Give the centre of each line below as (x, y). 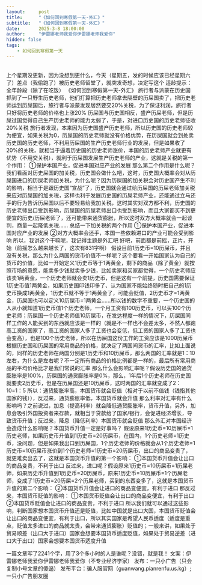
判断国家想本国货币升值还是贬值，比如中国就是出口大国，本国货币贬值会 (106, 511)
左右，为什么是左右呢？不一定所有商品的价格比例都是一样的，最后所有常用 (98, 360)
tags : (13, 46)
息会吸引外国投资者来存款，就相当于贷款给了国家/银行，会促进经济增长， (97, 413)
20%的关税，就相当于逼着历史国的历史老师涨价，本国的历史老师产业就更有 (99, 150)
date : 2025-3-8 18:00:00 (45, 29)
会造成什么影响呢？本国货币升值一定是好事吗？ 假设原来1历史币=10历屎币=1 (100, 428)
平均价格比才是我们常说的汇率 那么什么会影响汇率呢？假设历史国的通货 (104, 368)
